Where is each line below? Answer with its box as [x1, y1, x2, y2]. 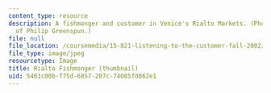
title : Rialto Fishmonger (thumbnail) [8, 65, 139, 73]
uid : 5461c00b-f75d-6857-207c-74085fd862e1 [8, 72, 157, 80]
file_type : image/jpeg [8, 49, 85, 57]
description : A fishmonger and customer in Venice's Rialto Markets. [8, 19, 248, 27]
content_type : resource [8, 11, 89, 20]
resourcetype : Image [8, 57, 78, 66]
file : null [8, 34, 45, 43]
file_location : [8, 42, 60, 50]
